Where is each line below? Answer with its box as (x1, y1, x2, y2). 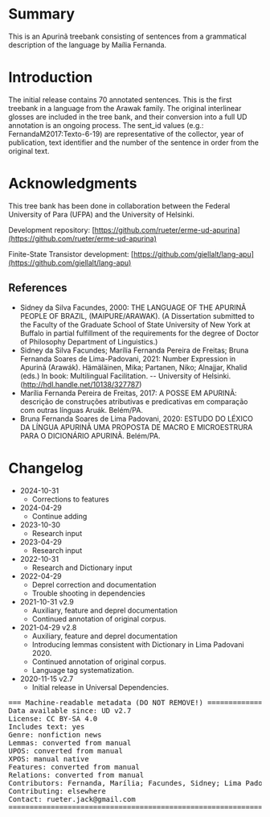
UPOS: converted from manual (8, 746, 123, 755)
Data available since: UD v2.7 (8, 706, 132, 715)
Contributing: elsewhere (8, 786, 106, 795)
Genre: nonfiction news (8, 730, 102, 739)
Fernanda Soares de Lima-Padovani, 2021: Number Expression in (19, 353, 236, 363)
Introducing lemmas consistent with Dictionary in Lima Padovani (31, 639, 244, 649)
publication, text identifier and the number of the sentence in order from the (8, 138, 260, 147)
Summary (8, 5, 75, 23)
